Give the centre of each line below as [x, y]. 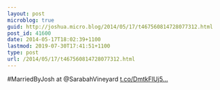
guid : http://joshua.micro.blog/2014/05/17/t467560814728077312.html [110, 27]
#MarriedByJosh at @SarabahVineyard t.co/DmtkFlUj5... [88, 79]
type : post [23, 53]
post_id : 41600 [29, 33]
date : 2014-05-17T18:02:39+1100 [54, 40]
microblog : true [31, 20]
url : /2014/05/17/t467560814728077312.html [71, 59]
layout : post [26, 14]
